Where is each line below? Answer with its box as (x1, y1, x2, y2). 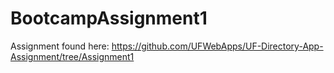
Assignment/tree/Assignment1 (10, 50, 135, 62)
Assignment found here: (10, 40, 110, 52)
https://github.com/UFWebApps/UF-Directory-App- (111, 40, 324, 52)
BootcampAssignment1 (10, 7, 208, 30)
